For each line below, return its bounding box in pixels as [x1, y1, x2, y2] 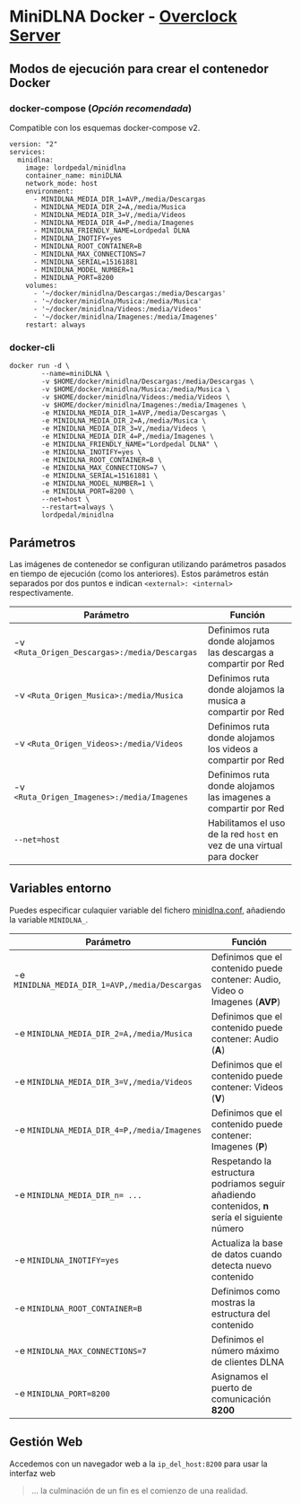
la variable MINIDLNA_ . [9, 914, 89, 925]
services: [9, 147, 47, 156]
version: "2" [9, 139, 58, 149]
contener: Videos [211, 1080, 284, 1093]
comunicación [211, 1393, 271, 1405]
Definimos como [211, 1285, 280, 1298]
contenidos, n [211, 1200, 270, 1212]
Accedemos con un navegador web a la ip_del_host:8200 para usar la [9, 1458, 268, 1469]
